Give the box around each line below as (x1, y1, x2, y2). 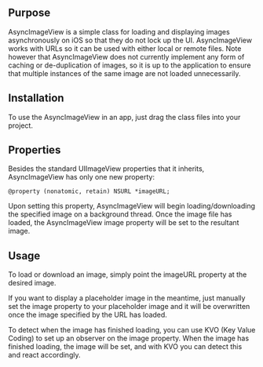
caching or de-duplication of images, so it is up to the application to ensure (8, 60, 251, 70)
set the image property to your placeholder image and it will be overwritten (8, 302, 250, 311)
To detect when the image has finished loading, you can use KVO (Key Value (8, 325, 256, 335)
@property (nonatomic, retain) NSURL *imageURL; (8, 187, 170, 195)
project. (8, 121, 34, 130)
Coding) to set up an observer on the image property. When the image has (8, 333, 250, 343)
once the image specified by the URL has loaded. (8, 310, 167, 320)
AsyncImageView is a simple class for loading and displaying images (8, 27, 230, 36)
